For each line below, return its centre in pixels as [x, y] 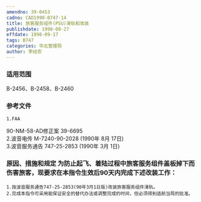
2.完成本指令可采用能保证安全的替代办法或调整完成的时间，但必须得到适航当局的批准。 [100, 193]
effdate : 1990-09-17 [33, 35]
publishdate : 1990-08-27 [38, 29]
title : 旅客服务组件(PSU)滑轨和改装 [48, 23]
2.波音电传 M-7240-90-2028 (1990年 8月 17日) [65, 139]
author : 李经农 [24, 52]
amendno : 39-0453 [28, 12]
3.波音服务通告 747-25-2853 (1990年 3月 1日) [63, 146]
